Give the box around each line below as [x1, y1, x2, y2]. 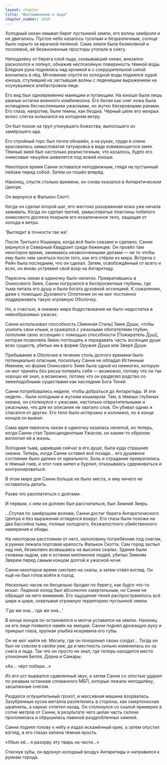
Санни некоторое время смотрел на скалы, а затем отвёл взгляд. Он [5, 567, 153, 573]
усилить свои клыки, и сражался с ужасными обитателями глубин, [5, 326, 149, 333]
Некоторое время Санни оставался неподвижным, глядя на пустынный [5, 164, 159, 170]
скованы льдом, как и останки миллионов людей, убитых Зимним [5, 552, 147, 558]
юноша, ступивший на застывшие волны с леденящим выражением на [5, 77, 157, 83]
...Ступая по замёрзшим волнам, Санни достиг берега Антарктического [5, 510, 159, 516]
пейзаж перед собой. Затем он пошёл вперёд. [5, 169, 105, 175]
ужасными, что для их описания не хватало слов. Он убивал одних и [5, 404, 153, 410]
